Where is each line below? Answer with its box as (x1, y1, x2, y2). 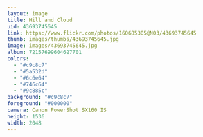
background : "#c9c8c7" (7, 94, 73, 101)
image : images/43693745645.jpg (7, 42, 98, 49)
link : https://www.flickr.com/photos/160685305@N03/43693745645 (7, 29, 197, 37)
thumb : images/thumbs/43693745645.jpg (7, 36, 119, 43)
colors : (7, 55, 30, 62)
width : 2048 (7, 119, 42, 127)
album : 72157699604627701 (7, 49, 82, 56)
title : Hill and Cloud (7, 17, 73, 24)
